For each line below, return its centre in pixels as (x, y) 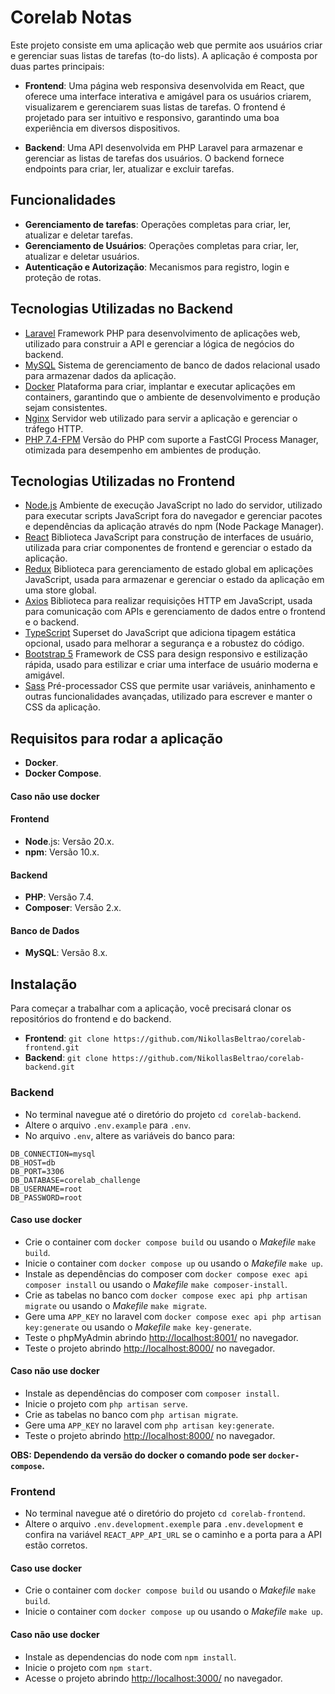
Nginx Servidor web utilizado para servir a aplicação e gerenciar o (161, 418)
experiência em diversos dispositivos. (102, 128)
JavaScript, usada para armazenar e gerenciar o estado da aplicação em (174, 580)
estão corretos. (56, 1545)
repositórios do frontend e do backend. (91, 1019)
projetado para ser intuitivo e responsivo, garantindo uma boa (152, 117)
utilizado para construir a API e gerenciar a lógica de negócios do (159, 343)
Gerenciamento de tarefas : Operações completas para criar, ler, (158, 224)
